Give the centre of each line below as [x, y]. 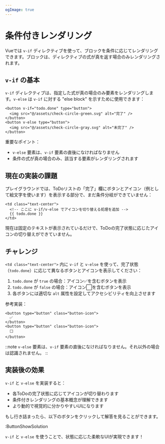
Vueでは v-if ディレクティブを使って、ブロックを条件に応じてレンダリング [82, 51]
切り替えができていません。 [46, 234]
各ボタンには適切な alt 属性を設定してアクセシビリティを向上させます [84, 293]
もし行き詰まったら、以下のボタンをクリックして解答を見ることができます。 [83, 416]
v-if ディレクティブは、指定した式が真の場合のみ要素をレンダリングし [77, 93]
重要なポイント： [23, 142]
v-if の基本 [22, 80]
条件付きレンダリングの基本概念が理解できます [60, 399]
